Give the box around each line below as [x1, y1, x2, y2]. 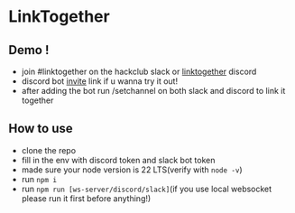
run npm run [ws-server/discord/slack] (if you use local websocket [21, 183, 272, 194]
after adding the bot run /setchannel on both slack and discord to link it [21, 86, 286, 96]
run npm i [21, 173, 58, 184]
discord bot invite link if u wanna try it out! [21, 76, 178, 87]
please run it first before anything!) [21, 192, 152, 204]
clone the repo [21, 144, 77, 155]
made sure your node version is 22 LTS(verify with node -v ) [21, 164, 243, 175]
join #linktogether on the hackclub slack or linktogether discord [21, 66, 257, 77]
